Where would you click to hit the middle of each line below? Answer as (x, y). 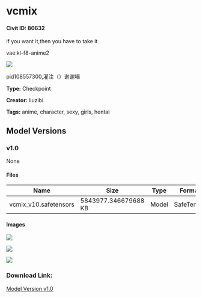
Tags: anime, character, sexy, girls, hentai (58, 112)
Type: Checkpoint (29, 89)
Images (16, 224)
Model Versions (36, 131)
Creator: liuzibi (25, 100)
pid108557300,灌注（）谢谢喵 (43, 77)
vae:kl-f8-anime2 (28, 53)
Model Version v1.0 (30, 288)
